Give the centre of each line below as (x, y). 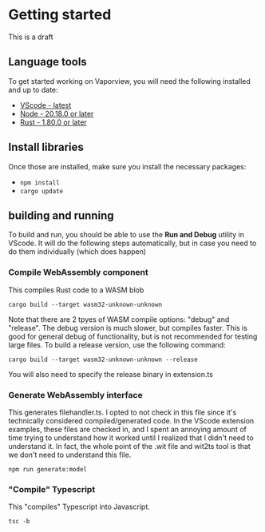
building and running (61, 215)
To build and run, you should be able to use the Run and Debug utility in (127, 235)
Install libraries (46, 147)
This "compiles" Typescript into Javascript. (79, 507)
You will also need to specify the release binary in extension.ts (111, 374)
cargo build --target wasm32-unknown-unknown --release (103, 359)
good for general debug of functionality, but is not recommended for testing (133, 336)
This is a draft (31, 37)
